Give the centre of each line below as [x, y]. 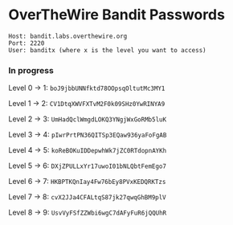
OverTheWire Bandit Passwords [117, 15]
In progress [31, 70]
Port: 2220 [27, 43]
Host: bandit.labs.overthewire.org [68, 36]
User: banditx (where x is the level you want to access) [107, 50]
